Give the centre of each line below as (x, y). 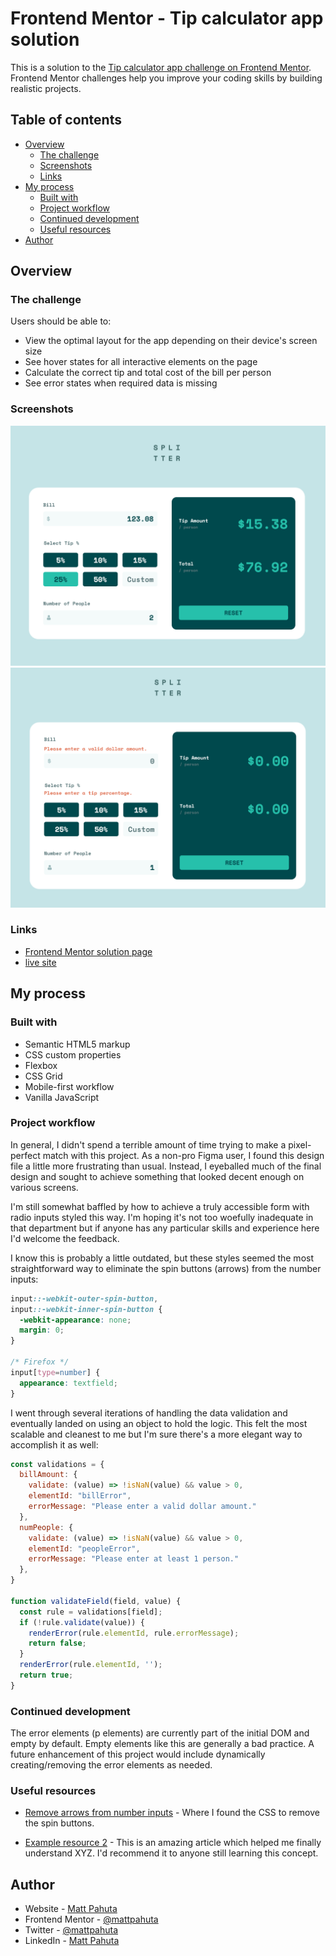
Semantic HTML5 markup (77, 1044)
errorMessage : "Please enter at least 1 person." (134, 1559)
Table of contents (66, 120)
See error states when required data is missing (121, 383)
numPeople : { (46, 1527)
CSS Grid (43, 1076)
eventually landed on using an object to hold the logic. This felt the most (159, 1423)
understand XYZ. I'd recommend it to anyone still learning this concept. (171, 1853)
